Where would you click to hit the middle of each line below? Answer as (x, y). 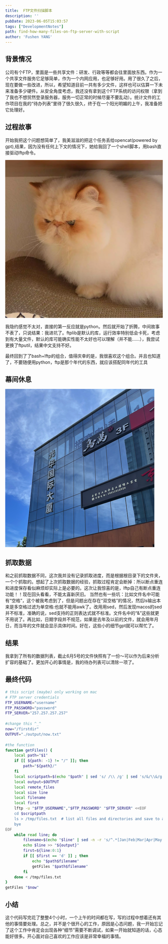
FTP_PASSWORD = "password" (31, 708)
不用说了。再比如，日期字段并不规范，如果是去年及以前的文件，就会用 (77, 619)
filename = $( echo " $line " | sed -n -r (62, 840)
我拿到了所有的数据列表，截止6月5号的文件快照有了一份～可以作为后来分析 (82, 656)
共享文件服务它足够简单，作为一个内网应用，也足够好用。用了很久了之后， (86, 78)
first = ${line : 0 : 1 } (42, 851)
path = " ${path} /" (40, 766)
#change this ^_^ (23, 724)
